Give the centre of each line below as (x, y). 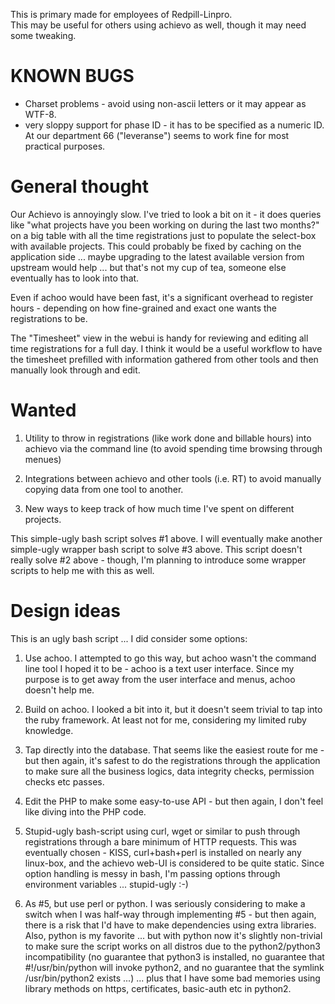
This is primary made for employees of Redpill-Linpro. (121, 14)
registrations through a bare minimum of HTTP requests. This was (160, 841)
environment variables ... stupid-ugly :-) (106, 884)
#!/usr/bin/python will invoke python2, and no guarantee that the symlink (174, 967)
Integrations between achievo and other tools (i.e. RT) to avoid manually (173, 478)
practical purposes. (65, 146)
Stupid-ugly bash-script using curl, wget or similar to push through (162, 831)
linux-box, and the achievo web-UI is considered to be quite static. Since (174, 863)
